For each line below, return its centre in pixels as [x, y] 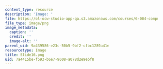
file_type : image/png [27, 23]
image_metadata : [21, 28]
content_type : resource [29, 9]
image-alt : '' [24, 41]
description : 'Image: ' [29, 14]
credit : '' [20, 37]
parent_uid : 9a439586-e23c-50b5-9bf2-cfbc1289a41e [57, 46]
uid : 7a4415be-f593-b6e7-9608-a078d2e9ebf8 [50, 59]
